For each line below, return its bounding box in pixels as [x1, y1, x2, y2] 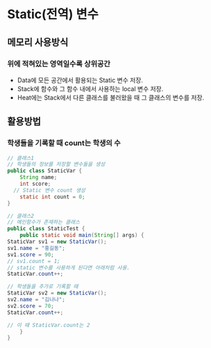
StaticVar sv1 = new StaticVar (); [7, 238, 108, 246]
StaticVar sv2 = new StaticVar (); [7, 290, 108, 296]
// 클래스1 [7, 155, 35, 161]
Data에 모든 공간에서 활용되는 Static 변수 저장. [17, 76, 144, 84]
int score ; [19, 180, 51, 188]
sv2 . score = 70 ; [7, 302, 54, 310]
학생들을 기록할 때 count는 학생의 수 [7, 139, 121, 148]
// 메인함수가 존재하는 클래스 [7, 219, 81, 226]
